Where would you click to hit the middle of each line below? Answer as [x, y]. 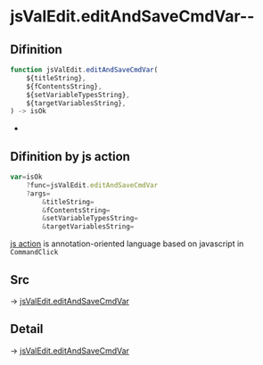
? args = [38, 194]
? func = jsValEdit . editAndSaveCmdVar [92, 185]
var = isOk [26, 177]
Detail [27, 329]
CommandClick [34, 253]
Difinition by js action [70, 157]
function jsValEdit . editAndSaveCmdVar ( [84, 70]
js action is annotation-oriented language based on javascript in [127, 244]
